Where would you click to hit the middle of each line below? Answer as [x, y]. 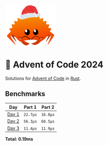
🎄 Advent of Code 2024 [54, 65]
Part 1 [30, 107]
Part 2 [48, 107]
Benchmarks [25, 94]
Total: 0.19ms [19, 139]
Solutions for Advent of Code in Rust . [43, 78]
